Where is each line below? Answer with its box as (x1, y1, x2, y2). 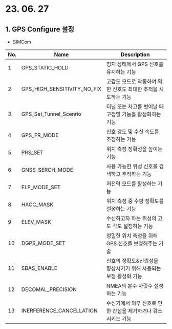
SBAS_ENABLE (21, 265, 58, 271)
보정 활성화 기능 (106, 273, 142, 280)
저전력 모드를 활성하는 (106, 180, 157, 187)
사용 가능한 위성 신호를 (106, 163, 158, 170)
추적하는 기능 (122, 171, 152, 177)
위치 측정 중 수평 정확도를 (106, 197, 164, 205)
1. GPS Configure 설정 (5, 25, 74, 33)
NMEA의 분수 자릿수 (106, 282, 153, 289)
